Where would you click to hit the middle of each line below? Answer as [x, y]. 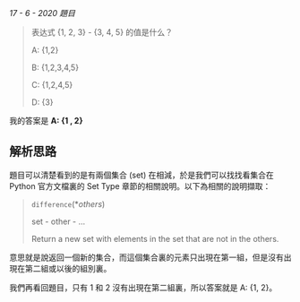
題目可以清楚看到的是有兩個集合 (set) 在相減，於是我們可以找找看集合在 [142, 175]
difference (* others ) [68, 203]
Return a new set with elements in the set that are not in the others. [155, 238]
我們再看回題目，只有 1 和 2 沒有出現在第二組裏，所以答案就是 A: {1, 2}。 [143, 287]
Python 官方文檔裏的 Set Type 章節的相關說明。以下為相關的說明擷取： [140, 186]
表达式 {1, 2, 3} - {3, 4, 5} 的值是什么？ [102, 32]
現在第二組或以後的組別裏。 [60, 268]
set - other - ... [58, 221]
